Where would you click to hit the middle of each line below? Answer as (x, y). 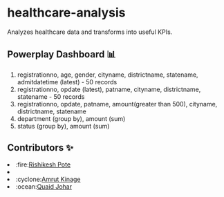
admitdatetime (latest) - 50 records (67, 82)
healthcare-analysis (66, 13)
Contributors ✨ (40, 148)
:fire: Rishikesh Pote (44, 165)
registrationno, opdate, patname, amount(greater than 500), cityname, (117, 104)
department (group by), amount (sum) (71, 118)
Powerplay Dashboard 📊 (62, 54)
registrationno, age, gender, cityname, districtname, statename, (108, 75)
